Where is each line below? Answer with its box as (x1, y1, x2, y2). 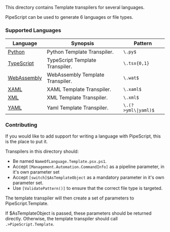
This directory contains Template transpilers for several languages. (5, 5, 145, 10)
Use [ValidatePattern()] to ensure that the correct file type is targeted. (12, 185, 163, 191)
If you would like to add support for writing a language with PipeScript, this (5, 133, 161, 139)
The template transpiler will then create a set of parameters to (5, 195, 134, 201)
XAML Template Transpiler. (47, 86, 111, 93)
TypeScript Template (47, 57, 97, 64)
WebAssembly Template (47, 71, 105, 78)
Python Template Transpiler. (47, 48, 114, 55)
